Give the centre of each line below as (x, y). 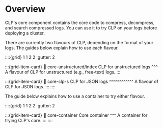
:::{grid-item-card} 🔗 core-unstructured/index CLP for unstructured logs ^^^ (81, 67)
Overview (25, 9)
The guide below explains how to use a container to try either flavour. (75, 96)
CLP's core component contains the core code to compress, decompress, (80, 23)
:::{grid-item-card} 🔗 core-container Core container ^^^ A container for (76, 115)
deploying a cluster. (25, 33)
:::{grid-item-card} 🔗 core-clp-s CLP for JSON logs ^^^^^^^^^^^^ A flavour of (82, 81)
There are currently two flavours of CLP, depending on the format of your (79, 42)
